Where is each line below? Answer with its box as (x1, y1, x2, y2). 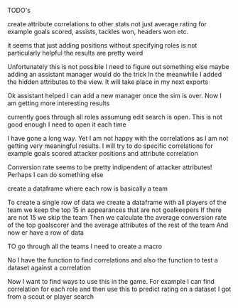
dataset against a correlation (7, 263, 91, 272)
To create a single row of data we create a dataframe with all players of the (7, 198, 227, 206)
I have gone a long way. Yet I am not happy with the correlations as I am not (7, 134, 229, 142)
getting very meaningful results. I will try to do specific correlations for (7, 142, 213, 150)
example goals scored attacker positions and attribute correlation (7, 149, 199, 157)
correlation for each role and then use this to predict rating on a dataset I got (7, 285, 232, 293)
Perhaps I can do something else (7, 171, 104, 179)
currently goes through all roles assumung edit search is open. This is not (7, 113, 222, 121)
